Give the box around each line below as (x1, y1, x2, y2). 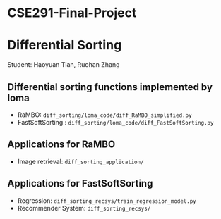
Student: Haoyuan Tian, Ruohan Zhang (7, 61, 120, 69)
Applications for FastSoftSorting (7, 177, 153, 189)
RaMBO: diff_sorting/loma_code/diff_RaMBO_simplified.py (17, 111, 192, 119)
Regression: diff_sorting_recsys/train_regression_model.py (17, 196, 196, 205)
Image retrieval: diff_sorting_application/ (17, 157, 144, 165)
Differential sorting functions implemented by (7, 81, 213, 93)
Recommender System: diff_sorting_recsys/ (17, 204, 151, 212)
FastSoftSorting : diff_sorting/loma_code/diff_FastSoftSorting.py (17, 118, 214, 126)
